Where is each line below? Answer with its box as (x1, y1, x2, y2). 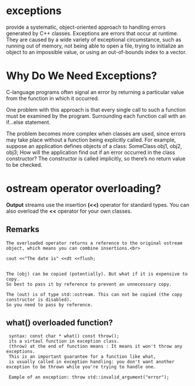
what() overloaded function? (6, 318, 113, 328)
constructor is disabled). (6, 297, 72, 303)
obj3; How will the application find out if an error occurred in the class (6, 149, 175, 156)
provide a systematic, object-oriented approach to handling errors (6, 24, 166, 31)
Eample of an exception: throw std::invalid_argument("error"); (8, 374, 169, 380)
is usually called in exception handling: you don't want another (8, 359, 175, 365)
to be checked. (6, 161, 43, 168)
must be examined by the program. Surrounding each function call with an (6, 112, 186, 119)
